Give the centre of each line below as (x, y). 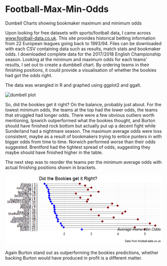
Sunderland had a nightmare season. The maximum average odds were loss (83, 131)
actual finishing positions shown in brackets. (51, 167)
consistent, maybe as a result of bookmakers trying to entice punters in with (83, 136)
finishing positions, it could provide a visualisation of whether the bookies (81, 70)
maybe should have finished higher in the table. (54, 152)
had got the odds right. (29, 75)
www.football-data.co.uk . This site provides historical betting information (80, 38)
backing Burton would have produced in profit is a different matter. (74, 258)
